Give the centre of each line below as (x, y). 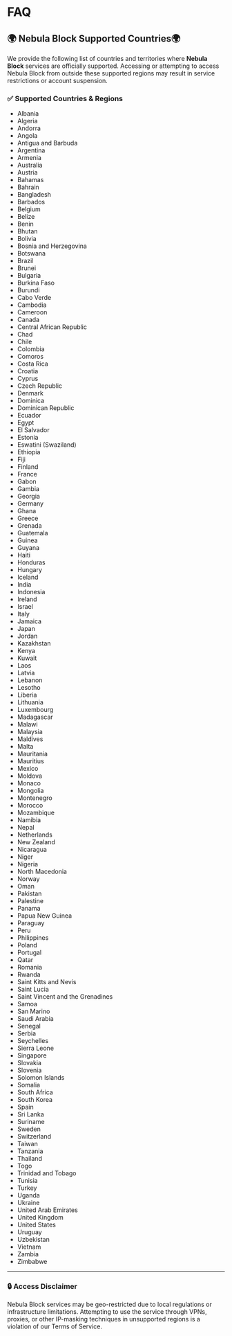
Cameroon (32, 312)
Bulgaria (29, 276)
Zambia (28, 1254)
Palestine (30, 901)
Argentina (31, 150)
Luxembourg (35, 710)
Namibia (29, 820)
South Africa (35, 1092)
